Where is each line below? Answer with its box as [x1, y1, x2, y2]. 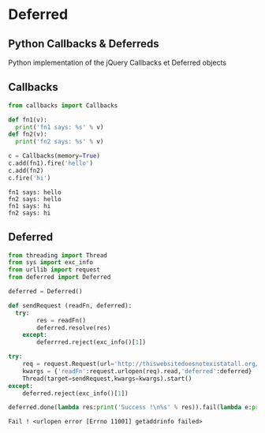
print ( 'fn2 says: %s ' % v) [15, 138, 104, 146]
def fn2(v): [8, 130, 47, 139]
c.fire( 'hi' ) [8, 174, 51, 182]
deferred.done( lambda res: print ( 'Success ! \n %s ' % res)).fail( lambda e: [8, 404, 252, 412]
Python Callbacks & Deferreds [8, 37, 159, 50]
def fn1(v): [8, 116, 47, 124]
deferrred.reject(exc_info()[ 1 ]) [36, 338, 147, 346]
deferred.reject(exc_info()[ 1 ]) [22, 389, 129, 398]
